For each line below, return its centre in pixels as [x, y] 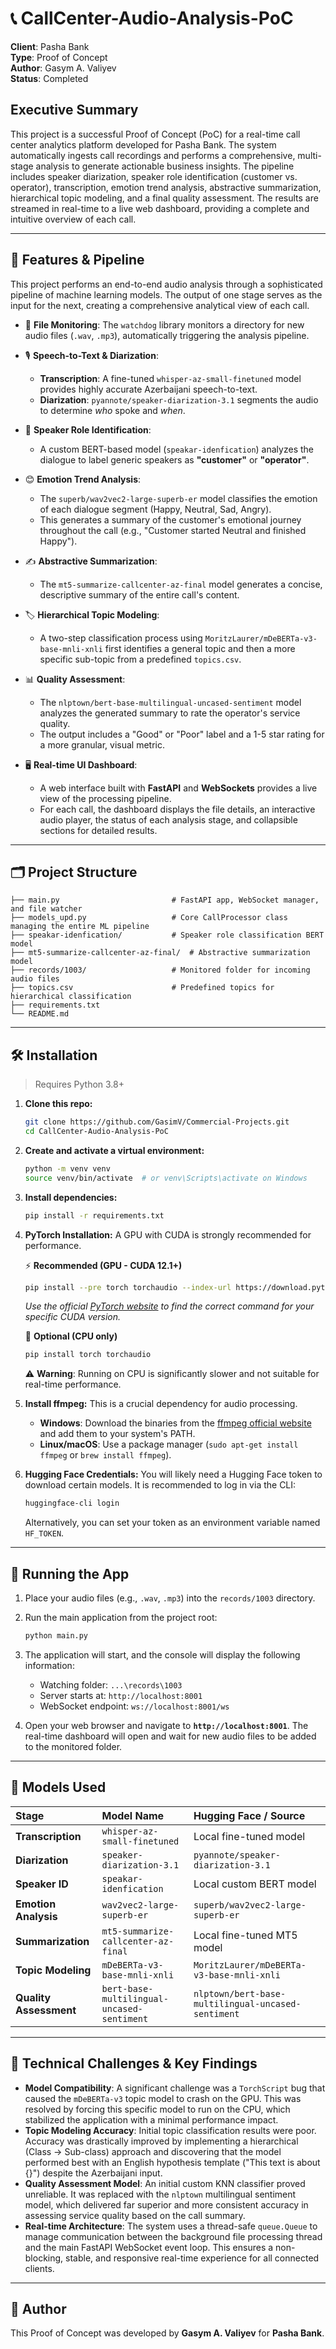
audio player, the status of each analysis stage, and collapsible [168, 819]
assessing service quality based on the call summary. [135, 2215]
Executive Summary [74, 110]
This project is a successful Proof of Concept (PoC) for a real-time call [155, 134]
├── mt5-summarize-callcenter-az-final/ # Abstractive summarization [160, 953]
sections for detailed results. [98, 830]
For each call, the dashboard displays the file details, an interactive [177, 809]
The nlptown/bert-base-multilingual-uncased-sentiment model [170, 702]
